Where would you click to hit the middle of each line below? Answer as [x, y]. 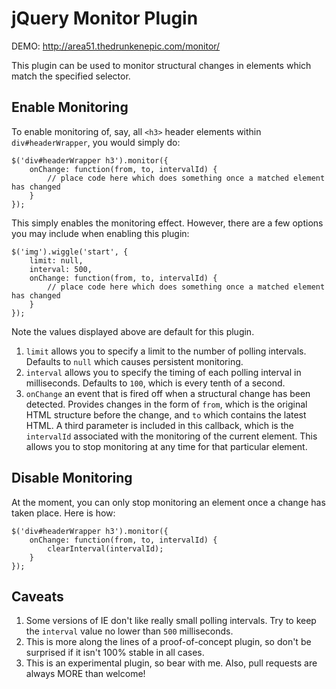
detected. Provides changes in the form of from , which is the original [166, 404]
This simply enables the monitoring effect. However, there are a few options [167, 223]
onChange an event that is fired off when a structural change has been [168, 393]
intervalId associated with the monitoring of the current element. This [171, 436]
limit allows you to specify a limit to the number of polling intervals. [166, 351]
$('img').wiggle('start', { [70, 252]
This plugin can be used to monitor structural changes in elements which [161, 65]
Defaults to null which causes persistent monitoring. [134, 361]
